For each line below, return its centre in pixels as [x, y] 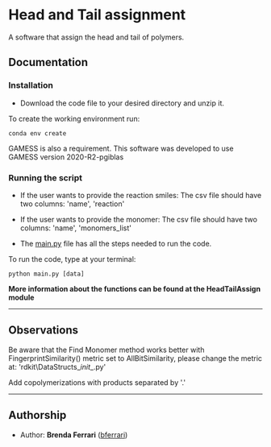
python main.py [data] [46, 274]
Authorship [38, 415]
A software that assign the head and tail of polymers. [96, 37]
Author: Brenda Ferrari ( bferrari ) [74, 435]
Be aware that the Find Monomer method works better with [106, 350]
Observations [44, 331]
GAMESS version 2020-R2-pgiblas [66, 157]
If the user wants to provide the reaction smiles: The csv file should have [141, 195]
